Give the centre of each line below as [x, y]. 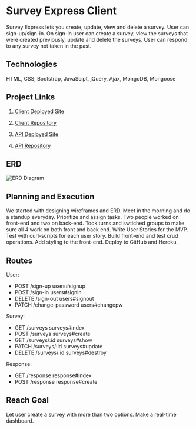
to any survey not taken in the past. [49, 46]
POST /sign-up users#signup [50, 286]
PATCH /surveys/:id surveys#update [59, 346]
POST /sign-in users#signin [48, 292]
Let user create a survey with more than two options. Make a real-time [91, 414]
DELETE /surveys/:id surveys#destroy [61, 352]
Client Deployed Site [39, 111]
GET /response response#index [53, 375]
